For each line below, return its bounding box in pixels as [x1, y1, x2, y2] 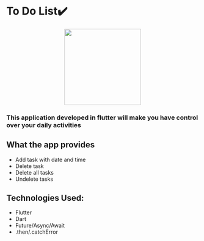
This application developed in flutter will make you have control [6, 113, 199, 122]
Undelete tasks [15, 175, 54, 183]
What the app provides [6, 140, 95, 150]
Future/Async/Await [15, 222, 65, 229]
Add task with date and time [15, 156, 86, 163]
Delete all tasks [15, 169, 54, 176]
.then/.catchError [15, 228, 58, 236]
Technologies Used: [6, 193, 84, 203]
